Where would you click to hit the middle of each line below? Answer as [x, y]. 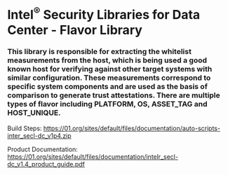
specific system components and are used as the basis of [108, 87]
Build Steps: [25, 128]
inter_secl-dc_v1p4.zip [39, 135]
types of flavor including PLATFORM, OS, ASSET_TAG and [107, 104]
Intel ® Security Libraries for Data [104, 14]
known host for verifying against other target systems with [110, 69]
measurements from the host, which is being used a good [107, 60]
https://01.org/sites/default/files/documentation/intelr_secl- [93, 156]
